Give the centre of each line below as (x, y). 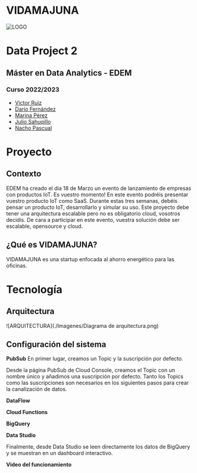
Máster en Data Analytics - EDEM (69, 73)
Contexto (24, 174)
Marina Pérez (31, 115)
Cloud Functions (27, 412)
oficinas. (17, 265)
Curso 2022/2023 (33, 90)
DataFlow (18, 401)
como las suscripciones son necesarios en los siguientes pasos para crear (98, 383)
